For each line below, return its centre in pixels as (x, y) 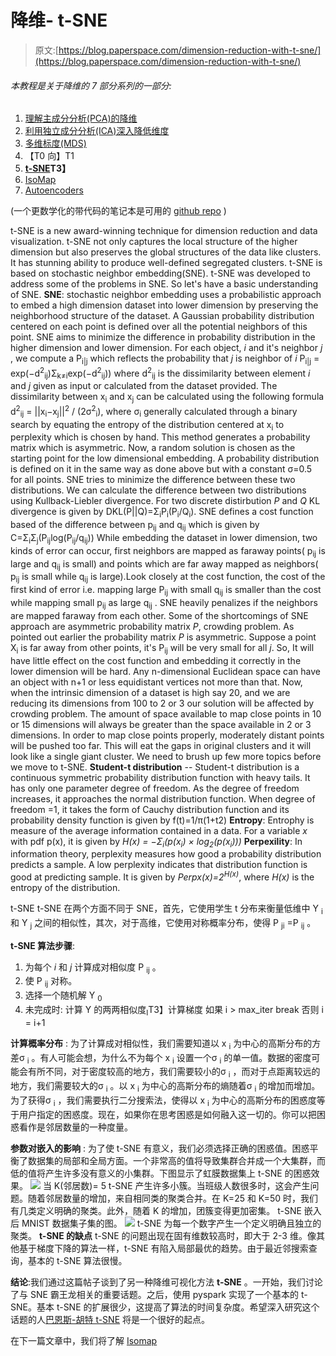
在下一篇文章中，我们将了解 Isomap (84, 1340)
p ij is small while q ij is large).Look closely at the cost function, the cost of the (168, 578)
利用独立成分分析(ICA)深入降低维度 (97, 131)
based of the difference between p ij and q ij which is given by (135, 526)
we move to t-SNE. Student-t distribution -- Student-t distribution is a (155, 767)
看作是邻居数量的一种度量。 (75, 1127)
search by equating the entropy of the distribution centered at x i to (147, 425)
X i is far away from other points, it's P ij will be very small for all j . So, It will (162, 648)
